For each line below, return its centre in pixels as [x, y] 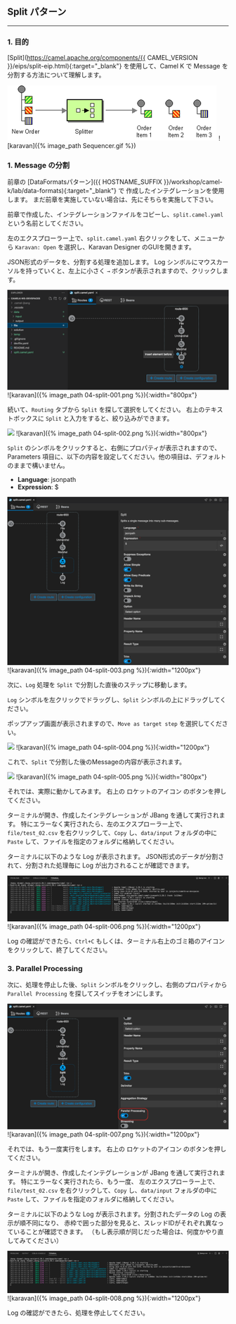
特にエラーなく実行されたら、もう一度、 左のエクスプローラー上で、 [120, 1182]
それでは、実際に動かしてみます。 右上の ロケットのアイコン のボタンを [111, 791]
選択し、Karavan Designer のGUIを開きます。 [129, 247]
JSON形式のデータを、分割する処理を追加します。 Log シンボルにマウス [112, 262]
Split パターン [37, 12]
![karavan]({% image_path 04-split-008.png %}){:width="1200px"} [104, 1298]
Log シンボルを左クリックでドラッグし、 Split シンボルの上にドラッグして [114, 700]
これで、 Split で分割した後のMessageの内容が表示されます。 [97, 762]
